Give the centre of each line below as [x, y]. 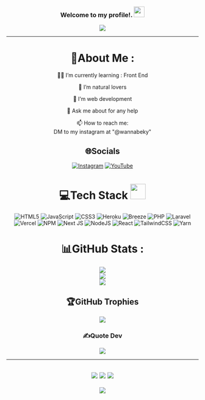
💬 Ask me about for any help [103, 111]
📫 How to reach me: [103, 123]
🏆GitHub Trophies [103, 302]
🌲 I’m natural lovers [103, 87]
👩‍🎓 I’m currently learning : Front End [103, 75]
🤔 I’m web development [103, 99]
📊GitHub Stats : [103, 249]
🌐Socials [103, 151]
